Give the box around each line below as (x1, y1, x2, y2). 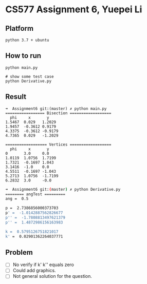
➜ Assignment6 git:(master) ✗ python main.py (5, 106, 107, 111)
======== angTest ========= (5, 191, 66, 197)
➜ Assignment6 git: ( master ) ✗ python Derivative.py (5, 187, 121, 192)
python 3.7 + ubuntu (5, 37, 50, 43)
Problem (5, 248, 33, 257)
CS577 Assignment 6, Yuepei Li (5, 4, 142, 15)
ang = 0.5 (5, 196, 29, 201)
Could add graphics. (12, 268, 56, 274)
